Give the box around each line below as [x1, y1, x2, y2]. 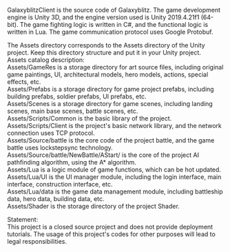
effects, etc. [7, 78, 41, 85]
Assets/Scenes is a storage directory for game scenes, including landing [7, 100, 213, 107]
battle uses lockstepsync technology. [7, 144, 114, 151]
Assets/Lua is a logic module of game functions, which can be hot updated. [7, 165, 222, 174]
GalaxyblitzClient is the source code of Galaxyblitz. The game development [7, 6, 221, 14]
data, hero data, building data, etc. [7, 195, 105, 202]
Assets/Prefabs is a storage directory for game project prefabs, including [7, 85, 215, 93]
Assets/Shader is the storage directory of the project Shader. [7, 202, 180, 210]
